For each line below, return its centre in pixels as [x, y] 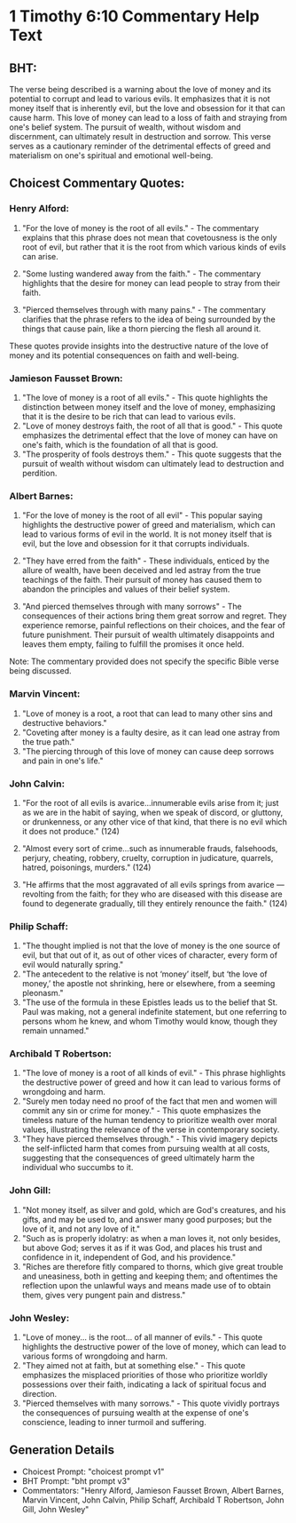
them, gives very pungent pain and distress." [104, 1295]
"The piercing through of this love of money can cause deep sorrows [148, 751]
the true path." [48, 742]
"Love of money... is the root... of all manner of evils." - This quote [142, 1337]
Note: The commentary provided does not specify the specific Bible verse [144, 662]
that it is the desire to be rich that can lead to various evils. [129, 416]
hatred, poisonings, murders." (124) [86, 867]
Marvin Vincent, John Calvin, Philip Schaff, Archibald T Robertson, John [153, 1500]
